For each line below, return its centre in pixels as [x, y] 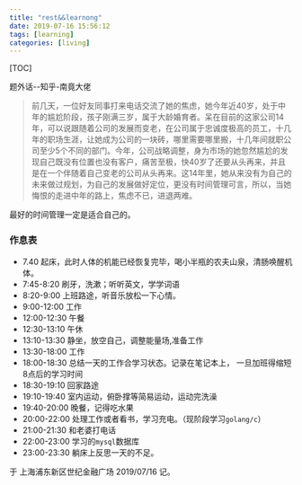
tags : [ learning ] [42, 34]
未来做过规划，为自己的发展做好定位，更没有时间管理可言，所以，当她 [161, 184]
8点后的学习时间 [53, 374]
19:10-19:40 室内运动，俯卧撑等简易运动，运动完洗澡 [120, 396]
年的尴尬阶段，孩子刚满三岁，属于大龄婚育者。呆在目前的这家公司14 [158, 117]
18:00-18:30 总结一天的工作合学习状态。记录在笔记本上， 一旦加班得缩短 [157, 362]
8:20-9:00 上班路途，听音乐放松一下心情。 [102, 295]
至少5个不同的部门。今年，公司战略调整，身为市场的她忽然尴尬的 [160, 151]
